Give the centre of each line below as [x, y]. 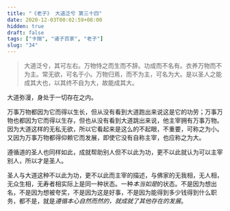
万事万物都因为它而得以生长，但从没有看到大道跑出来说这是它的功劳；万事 [112, 112]
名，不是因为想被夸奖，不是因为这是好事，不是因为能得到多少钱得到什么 [109, 192]
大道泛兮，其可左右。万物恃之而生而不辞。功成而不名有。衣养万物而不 [123, 65]
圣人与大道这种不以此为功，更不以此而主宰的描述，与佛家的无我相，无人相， [115, 175]
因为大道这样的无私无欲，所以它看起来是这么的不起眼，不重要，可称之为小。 [115, 129]
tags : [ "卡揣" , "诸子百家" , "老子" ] [55, 39]
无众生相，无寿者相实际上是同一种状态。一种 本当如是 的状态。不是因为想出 [112, 184]
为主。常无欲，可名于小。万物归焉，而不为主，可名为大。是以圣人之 [120, 74]
